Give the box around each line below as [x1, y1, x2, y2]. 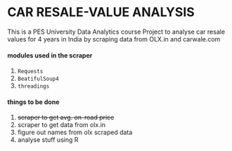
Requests [17, 68, 44, 75]
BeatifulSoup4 [17, 75, 59, 83]
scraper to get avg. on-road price [17, 113, 115, 122]
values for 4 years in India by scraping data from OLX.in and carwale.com [7, 34, 221, 43]
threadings [17, 83, 50, 90]
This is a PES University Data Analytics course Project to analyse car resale [7, 27, 226, 36]
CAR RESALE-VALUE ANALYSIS [7, 4, 195, 20]
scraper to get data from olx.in [17, 121, 106, 129]
